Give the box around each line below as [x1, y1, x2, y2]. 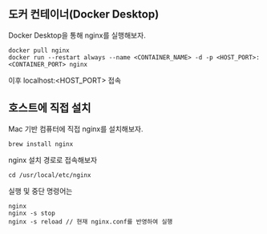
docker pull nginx [8, 46, 70, 54]
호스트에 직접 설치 [8, 101, 91, 115]
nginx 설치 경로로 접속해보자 [8, 155, 98, 164]
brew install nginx [8, 139, 74, 148]
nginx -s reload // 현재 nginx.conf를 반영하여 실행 [8, 217, 173, 226]
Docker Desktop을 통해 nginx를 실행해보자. [8, 30, 146, 40]
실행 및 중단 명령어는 [8, 186, 73, 196]
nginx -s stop [8, 209, 56, 217]
